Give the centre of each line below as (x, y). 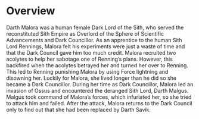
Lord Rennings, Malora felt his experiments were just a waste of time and (96, 46)
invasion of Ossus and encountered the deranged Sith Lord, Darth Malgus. (97, 90)
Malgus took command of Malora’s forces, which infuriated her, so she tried (99, 97)
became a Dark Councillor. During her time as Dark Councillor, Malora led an (100, 84)
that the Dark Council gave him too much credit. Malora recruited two (91, 52)
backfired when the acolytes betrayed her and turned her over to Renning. (97, 65)
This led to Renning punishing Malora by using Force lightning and (87, 71)
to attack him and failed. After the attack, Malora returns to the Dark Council (99, 103)
